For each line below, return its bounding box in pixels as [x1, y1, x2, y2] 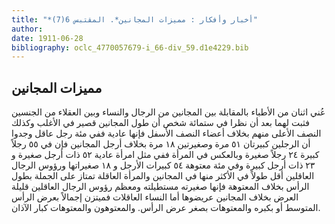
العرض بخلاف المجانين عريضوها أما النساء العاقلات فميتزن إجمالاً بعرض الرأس [11, 191, 299, 203]
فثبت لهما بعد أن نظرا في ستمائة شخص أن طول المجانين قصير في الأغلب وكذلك [11, 117, 310, 129]
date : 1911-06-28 [11, 33, 84, 43]
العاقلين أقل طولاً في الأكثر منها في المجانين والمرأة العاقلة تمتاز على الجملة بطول [11, 170, 315, 182]
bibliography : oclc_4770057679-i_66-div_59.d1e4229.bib [11, 42, 249, 53]
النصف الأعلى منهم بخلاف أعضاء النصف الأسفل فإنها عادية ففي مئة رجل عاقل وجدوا [11, 127, 322, 140]
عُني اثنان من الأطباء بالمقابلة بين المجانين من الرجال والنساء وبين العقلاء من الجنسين [11, 106, 326, 118]
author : [11, 24, 44, 34]
